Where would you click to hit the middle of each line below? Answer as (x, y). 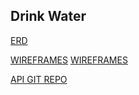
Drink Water (48, 16)
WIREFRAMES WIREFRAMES (69, 60)
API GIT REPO (39, 79)
